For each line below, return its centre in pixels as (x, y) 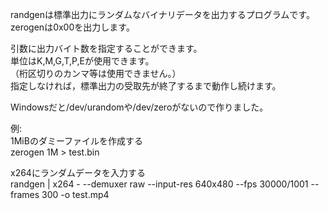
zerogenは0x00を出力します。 (72, 27)
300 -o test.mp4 (75, 194)
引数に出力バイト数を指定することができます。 (106, 48)
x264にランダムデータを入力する (78, 172)
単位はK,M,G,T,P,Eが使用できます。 (82, 61)
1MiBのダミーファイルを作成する (77, 141)
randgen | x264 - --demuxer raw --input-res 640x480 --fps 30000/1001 (159, 184)
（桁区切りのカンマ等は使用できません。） (96, 73)
